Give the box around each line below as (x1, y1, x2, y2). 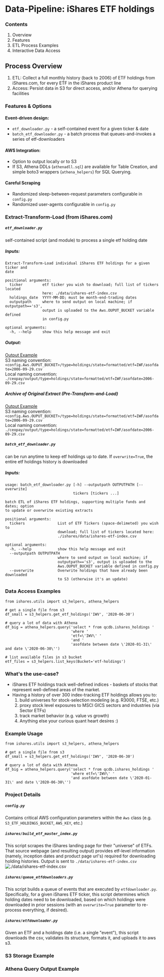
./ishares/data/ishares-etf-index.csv (57, 533, 137, 539)
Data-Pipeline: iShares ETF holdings (5, 3, 155, 15)
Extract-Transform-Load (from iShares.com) (5, 213, 113, 220)
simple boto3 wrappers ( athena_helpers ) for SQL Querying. (12, 169, 132, 175)
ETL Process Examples (12, 43, 59, 49)
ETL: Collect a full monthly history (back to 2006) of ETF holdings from (12, 75, 155, 81)
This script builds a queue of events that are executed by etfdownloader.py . (5, 886, 158, 892)
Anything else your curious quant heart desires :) (19, 718, 118, 724)
